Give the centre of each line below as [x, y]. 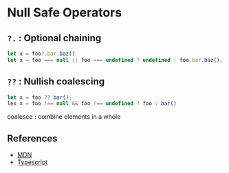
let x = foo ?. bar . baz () [41, 54]
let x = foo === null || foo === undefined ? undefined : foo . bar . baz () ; [115, 60]
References [32, 138]
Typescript [32, 162]
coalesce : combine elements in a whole [64, 117]
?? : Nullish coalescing [56, 81]
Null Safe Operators [65, 13]
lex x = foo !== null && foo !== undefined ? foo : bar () [92, 104]
